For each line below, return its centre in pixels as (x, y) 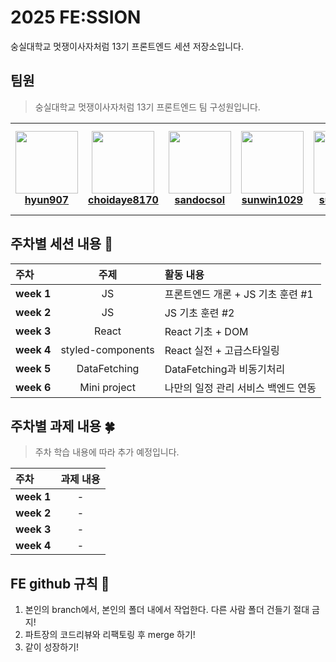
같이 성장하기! (52, 647)
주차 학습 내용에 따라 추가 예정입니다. (107, 452)
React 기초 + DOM (206, 331)
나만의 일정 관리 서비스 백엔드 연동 (240, 388)
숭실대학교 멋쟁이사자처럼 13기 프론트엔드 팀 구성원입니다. (147, 107)
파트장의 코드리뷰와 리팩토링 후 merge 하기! (110, 635)
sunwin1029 (272, 199)
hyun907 (47, 199)
